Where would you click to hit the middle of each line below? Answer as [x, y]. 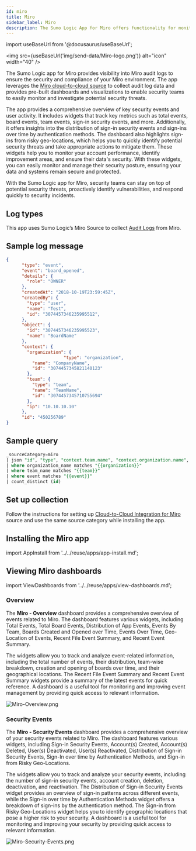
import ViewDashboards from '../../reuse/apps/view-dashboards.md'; [89, 585]
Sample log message [45, 246]
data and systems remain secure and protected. [64, 172]
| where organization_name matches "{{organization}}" [74, 466]
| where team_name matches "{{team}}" [53, 471]
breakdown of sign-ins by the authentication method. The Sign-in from [91, 805]
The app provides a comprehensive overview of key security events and [93, 109]
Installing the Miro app [48, 539]
